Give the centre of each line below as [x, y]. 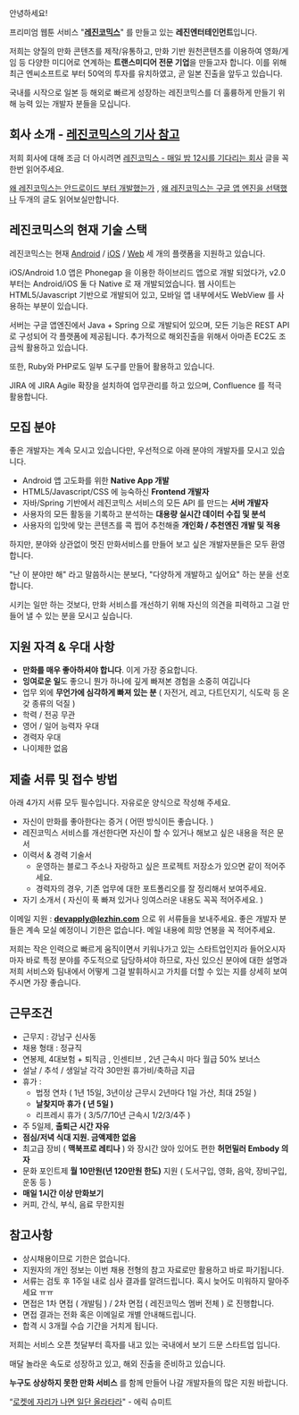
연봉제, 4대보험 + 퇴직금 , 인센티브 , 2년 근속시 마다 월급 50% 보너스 [141, 1059]
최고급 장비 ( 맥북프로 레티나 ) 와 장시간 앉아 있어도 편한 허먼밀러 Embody [150, 1148]
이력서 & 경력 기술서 [57, 855]
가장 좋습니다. [57, 983]
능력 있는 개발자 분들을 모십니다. [75, 104]
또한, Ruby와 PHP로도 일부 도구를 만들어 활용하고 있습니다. [112, 366]
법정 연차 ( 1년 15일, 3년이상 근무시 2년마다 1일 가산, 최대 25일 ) [146, 1092]
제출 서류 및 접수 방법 [63, 780]
